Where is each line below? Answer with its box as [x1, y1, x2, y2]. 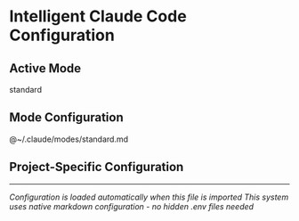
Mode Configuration [9, 110, 125, 126]
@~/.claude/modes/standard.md [9, 134, 129, 144]
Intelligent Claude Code [9, 6, 187, 27]
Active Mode [9, 61, 82, 76]
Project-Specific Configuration [9, 160, 184, 175]
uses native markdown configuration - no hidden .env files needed [9, 201, 255, 211]
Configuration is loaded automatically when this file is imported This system [9, 192, 289, 202]
